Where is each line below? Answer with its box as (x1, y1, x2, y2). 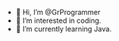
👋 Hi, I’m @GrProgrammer (15, 8, 101, 17)
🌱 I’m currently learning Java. (15, 24, 113, 33)
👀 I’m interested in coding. (15, 16, 102, 25)
